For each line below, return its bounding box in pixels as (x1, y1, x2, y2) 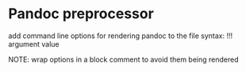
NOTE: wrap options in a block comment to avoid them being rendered (8, 55, 239, 64)
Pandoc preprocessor (8, 5, 155, 23)
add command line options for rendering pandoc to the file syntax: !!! (8, 31, 233, 40)
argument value (8, 39, 60, 48)
